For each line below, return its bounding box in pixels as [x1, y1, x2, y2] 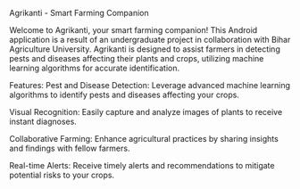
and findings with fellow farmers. [9, 143, 130, 153]
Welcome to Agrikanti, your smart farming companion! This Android [9, 25, 258, 35]
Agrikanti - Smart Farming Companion [9, 8, 149, 18]
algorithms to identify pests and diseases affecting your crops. [9, 89, 239, 100]
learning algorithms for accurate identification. [9, 62, 180, 73]
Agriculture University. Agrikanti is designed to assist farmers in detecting [9, 44, 281, 54]
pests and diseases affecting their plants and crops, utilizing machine [9, 53, 264, 63]
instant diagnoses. [9, 116, 78, 127]
